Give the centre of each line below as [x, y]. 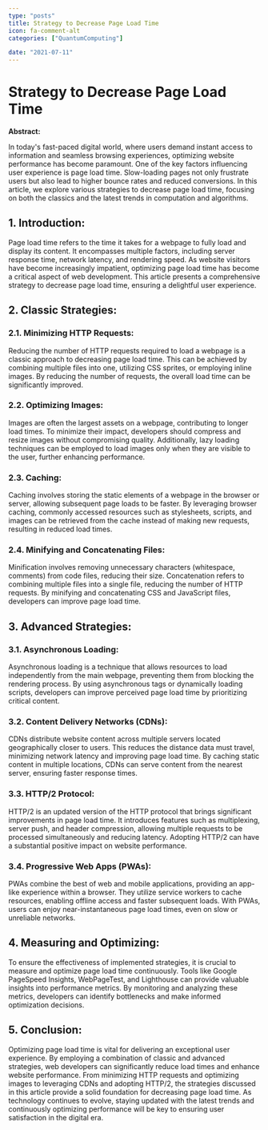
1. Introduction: [47, 223]
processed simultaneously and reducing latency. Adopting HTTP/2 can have [134, 837]
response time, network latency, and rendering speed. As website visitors [129, 259]
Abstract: [24, 131]
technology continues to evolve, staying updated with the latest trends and [131, 1100]
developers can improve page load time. [75, 601]
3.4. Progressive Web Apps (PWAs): [80, 866]
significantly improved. [46, 385]
